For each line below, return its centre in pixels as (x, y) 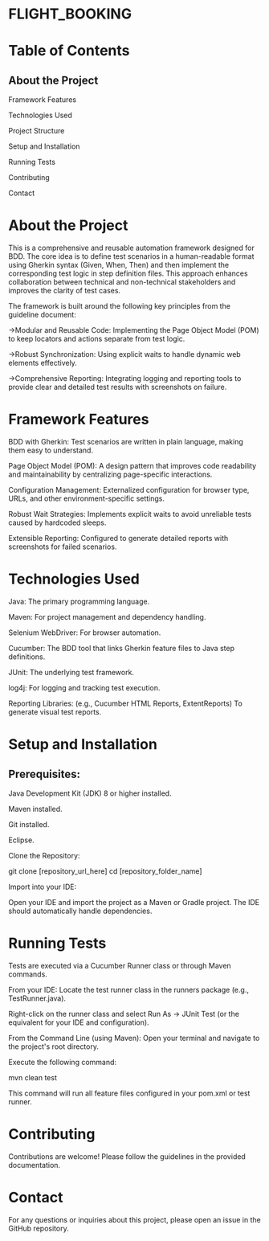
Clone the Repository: (44, 856)
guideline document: (42, 315)
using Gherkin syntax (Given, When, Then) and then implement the (119, 265)
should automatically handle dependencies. (80, 911)
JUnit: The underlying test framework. (71, 672)
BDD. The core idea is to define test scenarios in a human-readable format (131, 256)
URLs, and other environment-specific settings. (87, 498)
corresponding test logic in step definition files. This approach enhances (128, 273)
